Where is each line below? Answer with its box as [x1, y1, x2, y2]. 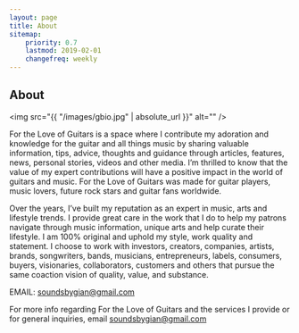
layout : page [9, 12, 58, 22]
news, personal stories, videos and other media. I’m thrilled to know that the [9, 157, 288, 168]
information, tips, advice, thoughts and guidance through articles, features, [9, 147, 285, 158]
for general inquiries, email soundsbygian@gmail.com [9, 313, 207, 324]
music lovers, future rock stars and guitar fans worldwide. [9, 185, 221, 196]
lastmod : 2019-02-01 [25, 46, 102, 55]
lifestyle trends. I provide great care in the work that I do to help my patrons [9, 212, 287, 223]
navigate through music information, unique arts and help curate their [9, 221, 265, 232]
